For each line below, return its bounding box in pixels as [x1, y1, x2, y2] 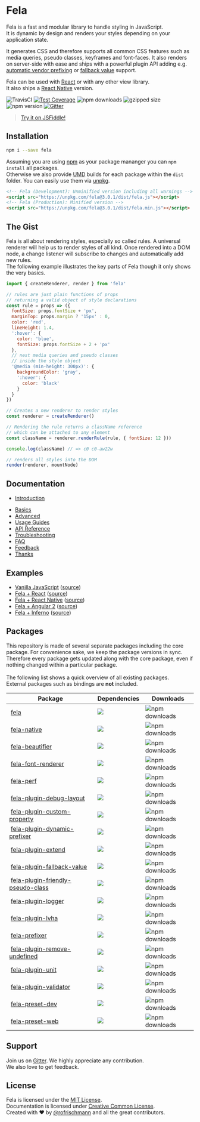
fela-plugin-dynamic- [11, 824, 74, 833]
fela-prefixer [11, 931, 47, 939]
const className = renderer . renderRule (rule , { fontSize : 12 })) [6, 435, 171, 441]
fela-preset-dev [11, 1000, 58, 1008]
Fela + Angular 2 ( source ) [14, 602, 78, 609]
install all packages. [6, 164, 59, 171]
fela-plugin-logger [11, 896, 64, 905]
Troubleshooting [14, 532, 55, 539]
